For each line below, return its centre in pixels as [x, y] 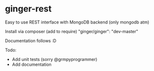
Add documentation [32, 64]
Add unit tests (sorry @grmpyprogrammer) [55, 59]
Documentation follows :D [31, 41]
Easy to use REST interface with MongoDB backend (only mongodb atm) [77, 22]
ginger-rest [28, 9]
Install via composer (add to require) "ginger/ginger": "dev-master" [72, 31]
